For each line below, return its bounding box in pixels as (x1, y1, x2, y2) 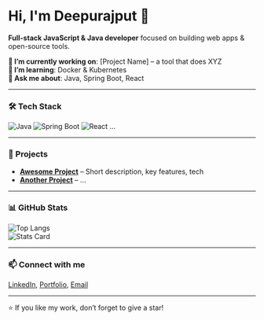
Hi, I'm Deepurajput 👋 (8, 7, 150, 25)
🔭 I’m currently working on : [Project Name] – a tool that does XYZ (8, 57, 222, 66)
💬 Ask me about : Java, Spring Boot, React (8, 73, 145, 83)
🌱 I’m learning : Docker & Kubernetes (8, 64, 127, 74)
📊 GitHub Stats (8, 202, 68, 213)
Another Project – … (19, 175, 86, 184)
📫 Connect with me (8, 259, 86, 270)
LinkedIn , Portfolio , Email (8, 280, 89, 289)
